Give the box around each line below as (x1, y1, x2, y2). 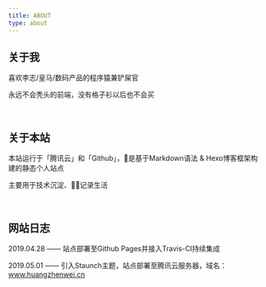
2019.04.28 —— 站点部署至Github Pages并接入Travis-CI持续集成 (8, 243, 221, 253)
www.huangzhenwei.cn (8, 270, 86, 279)
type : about (8, 19, 48, 27)
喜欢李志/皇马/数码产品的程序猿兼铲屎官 (8, 73, 139, 83)
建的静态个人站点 (8, 164, 64, 173)
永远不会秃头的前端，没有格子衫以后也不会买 (8, 90, 155, 99)
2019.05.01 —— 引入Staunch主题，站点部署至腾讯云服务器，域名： (8, 260, 228, 270)
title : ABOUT (8, 11, 52, 20)
